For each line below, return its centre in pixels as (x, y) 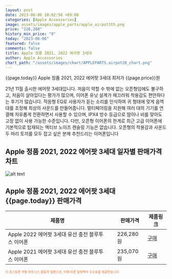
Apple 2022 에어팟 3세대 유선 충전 (48, 234)
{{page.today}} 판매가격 (44, 201)
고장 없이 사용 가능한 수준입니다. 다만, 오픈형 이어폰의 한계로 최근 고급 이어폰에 (84, 121)
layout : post (19, 10)
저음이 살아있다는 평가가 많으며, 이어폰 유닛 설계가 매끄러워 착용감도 (80, 95)
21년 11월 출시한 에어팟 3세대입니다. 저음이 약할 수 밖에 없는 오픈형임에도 (78, 89)
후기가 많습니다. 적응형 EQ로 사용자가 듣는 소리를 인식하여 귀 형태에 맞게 (82, 102)
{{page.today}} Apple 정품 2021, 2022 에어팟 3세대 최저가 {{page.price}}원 (83, 78)
